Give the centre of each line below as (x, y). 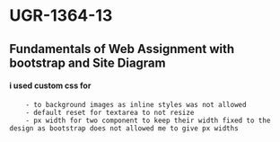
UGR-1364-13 (61, 16)
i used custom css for (50, 85)
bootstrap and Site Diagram (87, 62)
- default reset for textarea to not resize (110, 112)
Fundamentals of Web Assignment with (122, 49)
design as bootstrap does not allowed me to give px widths (124, 128)
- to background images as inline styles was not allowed (136, 104)
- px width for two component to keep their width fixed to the (148, 120)
